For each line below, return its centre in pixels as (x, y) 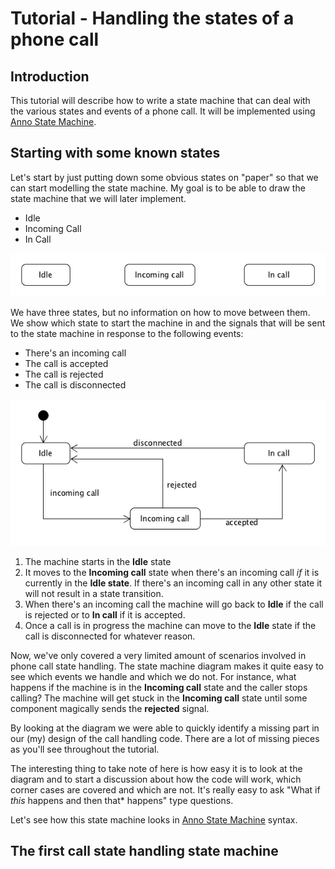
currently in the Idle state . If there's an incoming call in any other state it (173, 583)
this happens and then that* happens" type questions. (122, 800)
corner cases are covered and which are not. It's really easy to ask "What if (165, 789)
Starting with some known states (115, 153)
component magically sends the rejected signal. (110, 708)
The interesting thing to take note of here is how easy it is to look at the (156, 768)
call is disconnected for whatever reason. (110, 636)
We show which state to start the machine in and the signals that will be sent (168, 323)
